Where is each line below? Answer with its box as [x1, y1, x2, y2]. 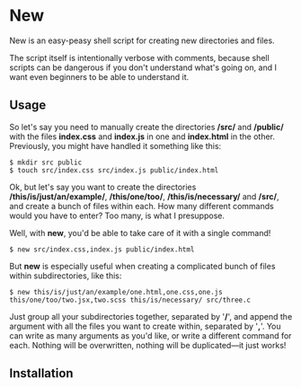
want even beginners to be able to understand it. [9, 71, 190, 82]
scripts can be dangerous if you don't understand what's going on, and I [9, 62, 277, 73]
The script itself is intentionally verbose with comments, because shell [9, 52, 270, 63]
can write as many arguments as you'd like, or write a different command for [9, 330, 292, 341]
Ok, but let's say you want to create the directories [9, 181, 197, 192]
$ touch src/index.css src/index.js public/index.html [9, 165, 219, 175]
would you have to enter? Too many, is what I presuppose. [9, 210, 225, 221]
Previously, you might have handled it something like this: [9, 140, 222, 151]
